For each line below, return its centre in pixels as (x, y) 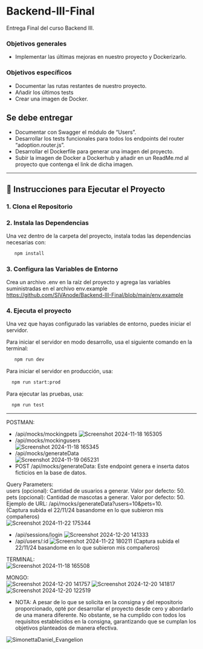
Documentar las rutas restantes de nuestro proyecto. (81, 85)
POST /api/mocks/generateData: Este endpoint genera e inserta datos (102, 466)
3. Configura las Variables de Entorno (62, 269)
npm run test (28, 405)
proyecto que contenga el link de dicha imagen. (74, 164)
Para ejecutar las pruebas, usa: (45, 394)
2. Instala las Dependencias (48, 222)
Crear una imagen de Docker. (52, 99)
